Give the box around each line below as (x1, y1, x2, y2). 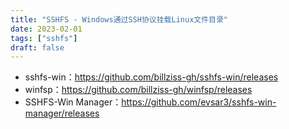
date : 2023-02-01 (10, 24, 83, 34)
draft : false (10, 42, 65, 53)
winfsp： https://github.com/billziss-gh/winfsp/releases (24, 84, 253, 96)
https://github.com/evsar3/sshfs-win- (121, 96, 277, 108)
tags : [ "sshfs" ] (10, 33, 78, 43)
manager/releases (24, 107, 100, 120)
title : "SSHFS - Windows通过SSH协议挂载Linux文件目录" (10, 14, 229, 25)
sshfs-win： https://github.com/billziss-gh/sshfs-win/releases (24, 71, 279, 83)
